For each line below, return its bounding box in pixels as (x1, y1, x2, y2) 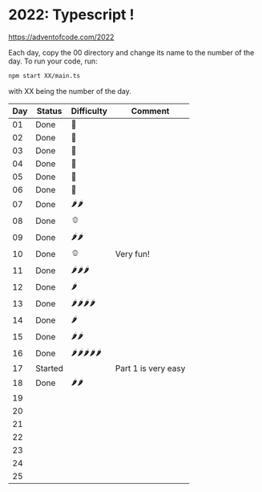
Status (36, 105, 62, 116)
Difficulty (71, 105, 108, 116)
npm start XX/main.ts (8, 71, 81, 79)
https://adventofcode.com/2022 (8, 32, 115, 42)
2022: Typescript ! (8, 6, 135, 24)
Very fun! (115, 249, 151, 260)
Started (35, 363, 64, 374)
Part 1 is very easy (115, 363, 186, 374)
